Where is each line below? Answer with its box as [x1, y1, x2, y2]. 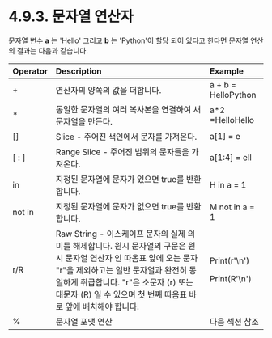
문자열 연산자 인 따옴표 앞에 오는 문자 [65, 252, 198, 264]
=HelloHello [209, 114, 255, 125]
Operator [12, 65, 49, 77]
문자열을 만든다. [55, 116, 113, 127]
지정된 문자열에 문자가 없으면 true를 [55, 201, 185, 212]
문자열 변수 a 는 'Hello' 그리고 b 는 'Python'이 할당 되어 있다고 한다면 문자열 [8, 36, 249, 45]
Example [209, 65, 244, 77]
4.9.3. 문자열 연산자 [8, 7, 134, 26]
